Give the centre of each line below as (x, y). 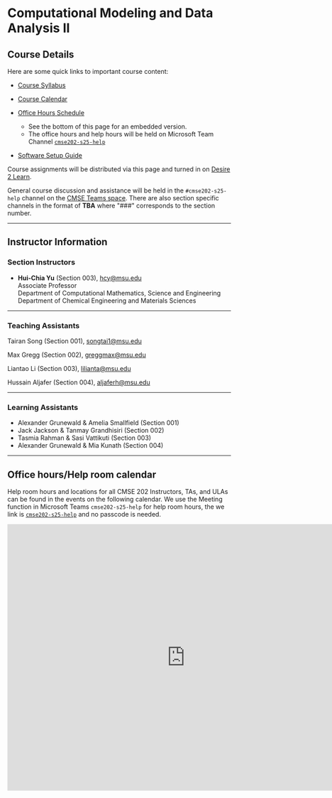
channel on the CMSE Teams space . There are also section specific (121, 198)
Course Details (41, 54)
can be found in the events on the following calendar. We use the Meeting (115, 500)
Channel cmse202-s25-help (67, 141)
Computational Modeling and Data (110, 13)
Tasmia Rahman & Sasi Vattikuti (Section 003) (84, 438)
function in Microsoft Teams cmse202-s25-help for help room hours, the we (116, 507)
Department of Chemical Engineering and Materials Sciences (107, 301)
